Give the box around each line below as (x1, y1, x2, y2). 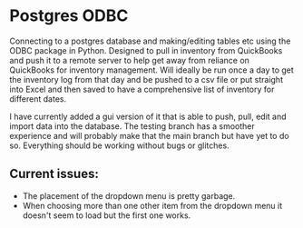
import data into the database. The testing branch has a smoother (9, 120, 256, 132)
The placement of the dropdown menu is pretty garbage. (22, 190, 236, 201)
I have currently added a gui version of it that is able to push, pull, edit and (9, 111, 288, 122)
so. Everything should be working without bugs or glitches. (9, 140, 230, 151)
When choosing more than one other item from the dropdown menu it (22, 200, 283, 211)
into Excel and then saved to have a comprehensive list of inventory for (9, 84, 275, 94)
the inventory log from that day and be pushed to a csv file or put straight (9, 74, 284, 84)
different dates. (9, 93, 66, 104)
